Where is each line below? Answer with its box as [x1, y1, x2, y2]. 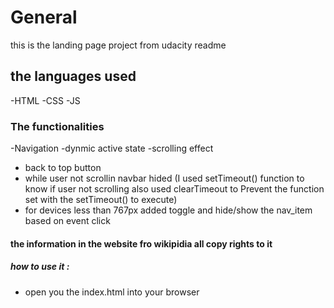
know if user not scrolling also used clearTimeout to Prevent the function [24, 183, 325, 195]
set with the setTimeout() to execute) [24, 194, 178, 206]
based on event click [24, 215, 111, 227]
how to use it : [10, 261, 70, 273]
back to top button [24, 162, 102, 174]
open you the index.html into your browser [24, 286, 200, 298]
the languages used [10, 68, 137, 85]
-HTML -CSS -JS [10, 94, 81, 106]
